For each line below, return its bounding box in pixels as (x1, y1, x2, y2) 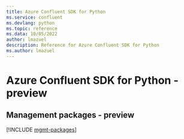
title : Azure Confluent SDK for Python (6, 8, 106, 15)
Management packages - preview (6, 110, 135, 120)
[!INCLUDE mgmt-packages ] (6, 126, 77, 133)
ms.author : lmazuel (6, 48, 55, 54)
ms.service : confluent (6, 14, 63, 20)
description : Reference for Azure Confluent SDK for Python (6, 43, 160, 49)
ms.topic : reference (6, 25, 58, 32)
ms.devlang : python (6, 20, 55, 26)
